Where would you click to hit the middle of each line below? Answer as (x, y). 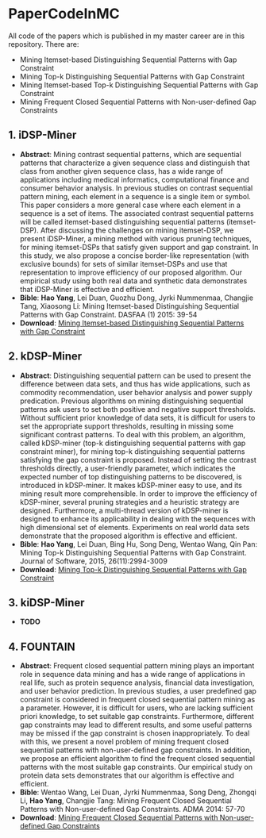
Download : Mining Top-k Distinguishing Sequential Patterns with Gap (133, 569)
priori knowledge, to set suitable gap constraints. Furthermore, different (137, 717)
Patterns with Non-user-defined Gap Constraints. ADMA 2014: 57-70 (132, 809)
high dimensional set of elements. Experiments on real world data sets (135, 527)
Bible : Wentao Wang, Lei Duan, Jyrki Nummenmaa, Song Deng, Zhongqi (138, 792)
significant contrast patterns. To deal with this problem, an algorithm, (133, 434)
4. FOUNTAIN (42, 646)
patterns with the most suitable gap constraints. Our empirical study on (136, 767)
